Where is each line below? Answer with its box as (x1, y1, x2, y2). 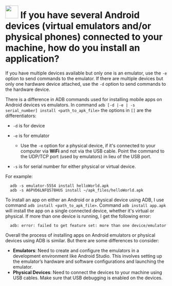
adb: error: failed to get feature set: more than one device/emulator (10, 223, 167, 228)
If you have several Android (20, 9, 140, 21)
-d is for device (12, 122, 45, 128)
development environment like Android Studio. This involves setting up (12, 253, 163, 259)
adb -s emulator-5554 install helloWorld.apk (10, 183, 109, 188)
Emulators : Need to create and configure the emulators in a (12, 247, 140, 254)
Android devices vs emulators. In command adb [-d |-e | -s (5, 102, 135, 108)
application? (5, 53, 60, 65)
